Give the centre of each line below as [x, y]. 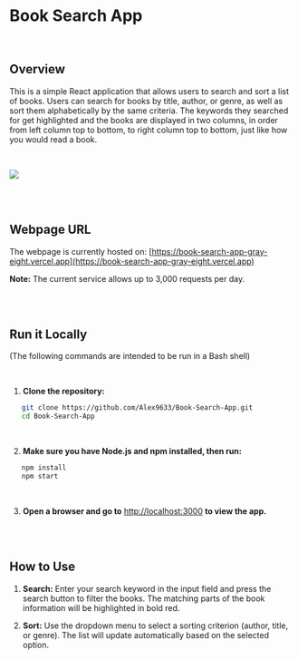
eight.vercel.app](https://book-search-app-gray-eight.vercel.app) [132, 261]
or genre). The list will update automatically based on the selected [146, 635]
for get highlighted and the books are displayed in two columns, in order [144, 120]
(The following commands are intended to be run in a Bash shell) [130, 356]
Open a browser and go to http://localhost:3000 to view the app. [144, 511]
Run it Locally [48, 334]
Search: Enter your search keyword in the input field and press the [147, 588]
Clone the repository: [63, 392]
